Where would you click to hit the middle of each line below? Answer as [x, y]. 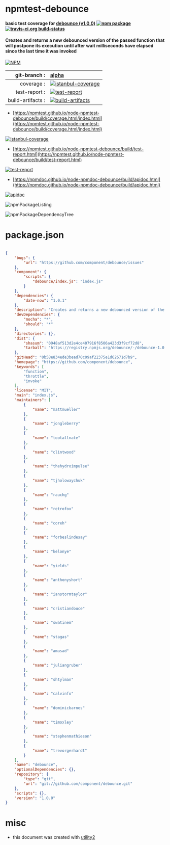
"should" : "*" [38, 324]
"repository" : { [32, 774]
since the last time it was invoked [41, 51]
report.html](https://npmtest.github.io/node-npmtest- [68, 154]
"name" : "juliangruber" [57, 666]
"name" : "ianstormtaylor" [60, 594]
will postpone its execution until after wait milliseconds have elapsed [79, 46]
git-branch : [30, 75]
